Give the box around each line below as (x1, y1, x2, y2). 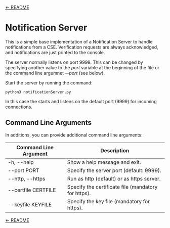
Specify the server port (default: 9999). (67, 167, 161, 174)
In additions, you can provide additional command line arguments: (5, 131, 143, 138)
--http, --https (8, 175, 46, 182)
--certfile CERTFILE (8, 187, 56, 194)
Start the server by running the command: (5, 79, 93, 85)
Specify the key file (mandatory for (67, 198, 150, 205)
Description (100, 147, 130, 154)
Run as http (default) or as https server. (67, 175, 161, 182)
